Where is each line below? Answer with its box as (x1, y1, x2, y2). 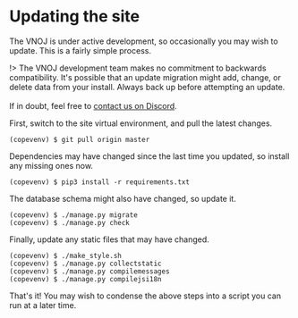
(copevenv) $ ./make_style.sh (9, 251, 123, 260)
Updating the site (9, 6, 140, 27)
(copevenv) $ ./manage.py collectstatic (9, 259, 163, 268)
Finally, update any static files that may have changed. (9, 234, 210, 245)
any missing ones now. (9, 160, 94, 171)
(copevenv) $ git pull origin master (9, 135, 150, 144)
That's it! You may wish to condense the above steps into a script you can (9, 290, 282, 301)
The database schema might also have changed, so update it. (9, 193, 237, 204)
